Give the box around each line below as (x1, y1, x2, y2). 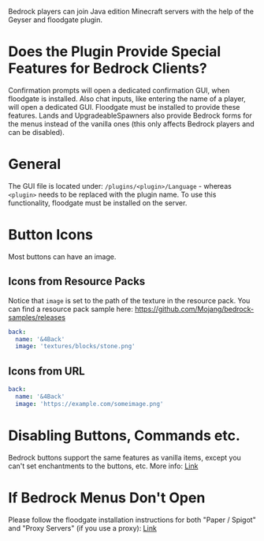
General (8, 156, 61, 173)
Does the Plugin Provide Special (8, 43, 221, 61)
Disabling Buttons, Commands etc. (8, 426, 240, 445)
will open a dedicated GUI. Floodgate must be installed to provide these (8, 102, 240, 111)
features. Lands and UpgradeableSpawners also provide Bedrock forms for (8, 111, 252, 120)
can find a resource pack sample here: (8, 304, 134, 314)
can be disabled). (8, 127, 65, 137)
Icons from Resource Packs (8, 275, 146, 288)
